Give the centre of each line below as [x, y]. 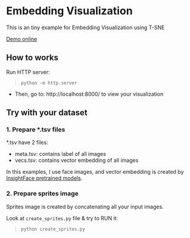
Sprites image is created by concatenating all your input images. [85, 206]
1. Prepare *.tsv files [36, 130]
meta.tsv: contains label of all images [60, 154]
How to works [32, 58]
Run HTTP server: [28, 72]
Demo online [22, 39]
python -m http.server [49, 83]
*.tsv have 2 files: [27, 143]
